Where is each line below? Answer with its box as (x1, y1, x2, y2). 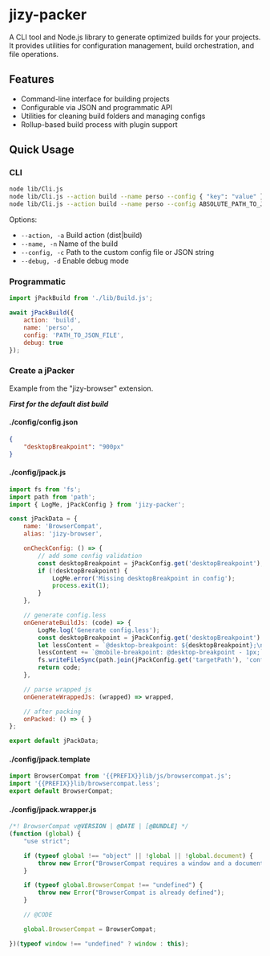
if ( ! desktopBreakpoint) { (38, 567, 128, 575)
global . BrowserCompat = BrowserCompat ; (23, 925, 157, 933)
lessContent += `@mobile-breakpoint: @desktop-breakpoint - (38, 649, 243, 657)
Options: (9, 215, 38, 224)
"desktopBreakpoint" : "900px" (23, 442, 125, 451)
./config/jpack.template (9, 754, 91, 764)
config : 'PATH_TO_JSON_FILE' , (23, 331, 125, 339)
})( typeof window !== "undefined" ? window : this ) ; (9, 939, 189, 948)
